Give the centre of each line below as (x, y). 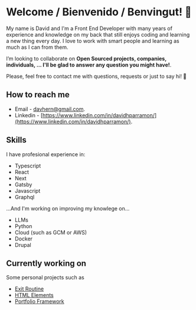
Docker (24, 239)
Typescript (28, 166)
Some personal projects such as (45, 278)
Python (23, 226)
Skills (16, 140)
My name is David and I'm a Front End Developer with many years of (89, 28)
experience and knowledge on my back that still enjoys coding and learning (98, 34)
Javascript (27, 190)
